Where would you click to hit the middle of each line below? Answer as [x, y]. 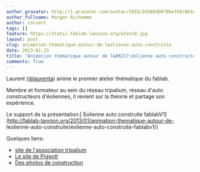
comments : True [25, 61]
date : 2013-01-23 [28, 51]
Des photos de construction [49, 162]
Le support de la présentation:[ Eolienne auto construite [74, 114]
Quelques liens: [25, 138]
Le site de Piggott [36, 156]
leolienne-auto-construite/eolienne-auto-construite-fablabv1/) [82, 127]
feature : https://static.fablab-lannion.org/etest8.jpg [77, 34]
